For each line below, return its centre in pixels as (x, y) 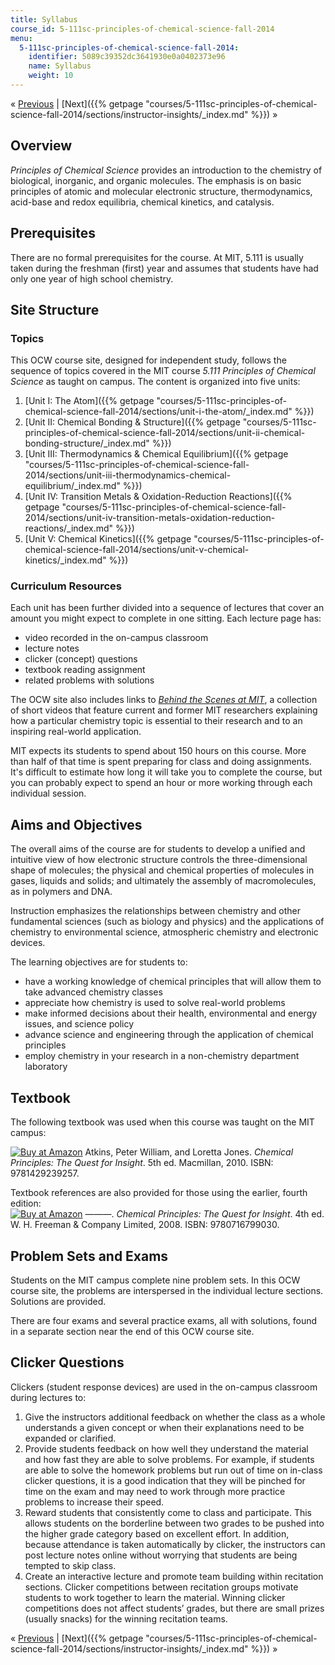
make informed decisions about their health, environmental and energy (171, 1013)
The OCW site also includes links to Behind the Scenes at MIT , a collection (164, 700)
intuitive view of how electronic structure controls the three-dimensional (159, 860)
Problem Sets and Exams (89, 1256)
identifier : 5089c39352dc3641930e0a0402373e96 (127, 57)
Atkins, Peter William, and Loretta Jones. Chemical (189, 1152)
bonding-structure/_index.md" (87, 443)
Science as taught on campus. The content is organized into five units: (155, 382)
